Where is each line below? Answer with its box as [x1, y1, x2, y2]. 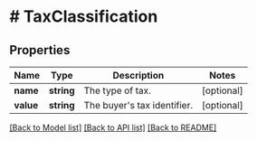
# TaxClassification [9, 6, 158, 27]
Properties [9, 42, 71, 58]
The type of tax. [83, 84, 151, 97]
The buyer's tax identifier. [83, 99, 194, 111]
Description [112, 70, 165, 81]
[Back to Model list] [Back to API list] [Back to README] [9, 122, 217, 133]
